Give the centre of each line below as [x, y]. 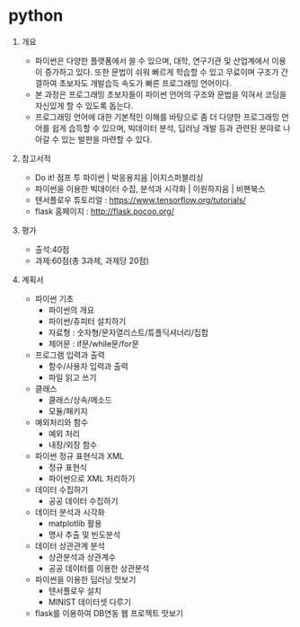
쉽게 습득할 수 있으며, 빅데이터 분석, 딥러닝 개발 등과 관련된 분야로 [167, 128]
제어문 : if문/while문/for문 [94, 343]
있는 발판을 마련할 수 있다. [107, 139]
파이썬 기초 [54, 298]
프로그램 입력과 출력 [70, 355]
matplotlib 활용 [75, 523]
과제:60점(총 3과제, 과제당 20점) [92, 261]
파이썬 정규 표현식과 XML [79, 455]
